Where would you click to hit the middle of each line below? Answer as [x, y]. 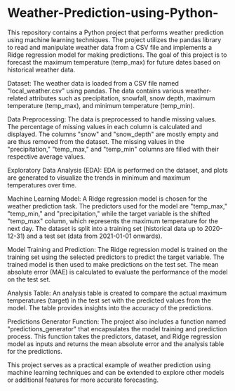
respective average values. [46, 157]
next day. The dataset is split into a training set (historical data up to [105, 228]
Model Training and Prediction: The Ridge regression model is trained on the [117, 249]
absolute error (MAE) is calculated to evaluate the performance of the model [117, 272]
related [18, 98]
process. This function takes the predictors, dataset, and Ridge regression [114, 336]
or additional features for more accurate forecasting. [83, 380]
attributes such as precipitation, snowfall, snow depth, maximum [122, 98]
